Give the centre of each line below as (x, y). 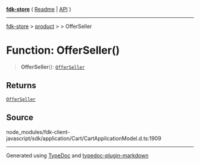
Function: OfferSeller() (63, 50)
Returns (21, 85)
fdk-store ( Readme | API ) (39, 9)
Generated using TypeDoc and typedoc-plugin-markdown (77, 155)
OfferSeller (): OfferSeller (53, 67)
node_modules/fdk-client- (38, 132)
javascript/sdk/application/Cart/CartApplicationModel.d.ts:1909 (84, 138)
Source (20, 118)
